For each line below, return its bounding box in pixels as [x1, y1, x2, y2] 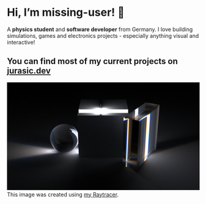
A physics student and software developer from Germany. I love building [7, 26, 193, 33]
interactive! [7, 38, 35, 46]
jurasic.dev [7, 66, 51, 76]
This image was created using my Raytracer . [7, 191, 119, 198]
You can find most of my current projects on [7, 56, 178, 66]
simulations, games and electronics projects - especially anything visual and [7, 32, 199, 39]
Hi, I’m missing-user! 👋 [7, 5, 125, 19]
